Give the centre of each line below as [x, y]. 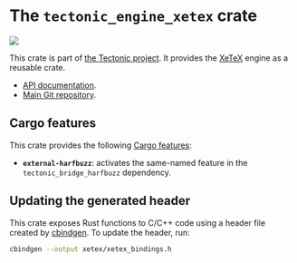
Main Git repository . [59, 94]
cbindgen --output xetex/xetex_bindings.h [91, 249]
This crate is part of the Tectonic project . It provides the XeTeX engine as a [148, 58]
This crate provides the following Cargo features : [101, 145]
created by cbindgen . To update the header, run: [100, 232]
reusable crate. [38, 67]
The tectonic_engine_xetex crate [134, 16]
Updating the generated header [100, 201]
